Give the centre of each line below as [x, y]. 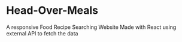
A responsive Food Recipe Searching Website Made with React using [91, 27]
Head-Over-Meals [52, 10]
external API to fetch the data [42, 33]
